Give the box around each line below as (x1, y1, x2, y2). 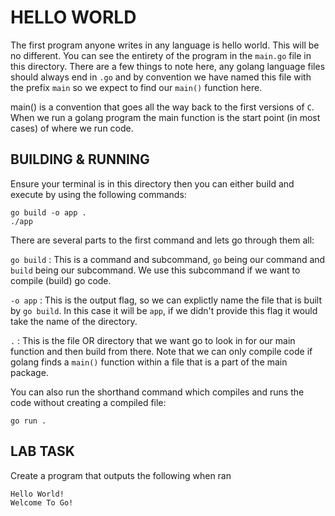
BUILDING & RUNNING (10, 151, 150, 168)
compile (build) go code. (10, 274, 112, 286)
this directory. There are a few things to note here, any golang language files (10, 60, 326, 72)
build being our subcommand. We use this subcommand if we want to (10, 264, 301, 276)
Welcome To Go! (10, 497, 74, 508)
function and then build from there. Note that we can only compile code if (10, 345, 313, 357)
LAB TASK (10, 443, 75, 460)
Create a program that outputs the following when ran (10, 469, 232, 481)
